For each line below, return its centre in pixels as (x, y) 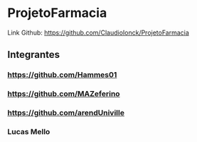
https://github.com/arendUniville (66, 113)
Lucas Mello (29, 132)
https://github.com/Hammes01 (62, 75)
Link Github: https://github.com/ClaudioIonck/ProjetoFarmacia (98, 32)
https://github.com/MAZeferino (64, 94)
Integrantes (34, 55)
